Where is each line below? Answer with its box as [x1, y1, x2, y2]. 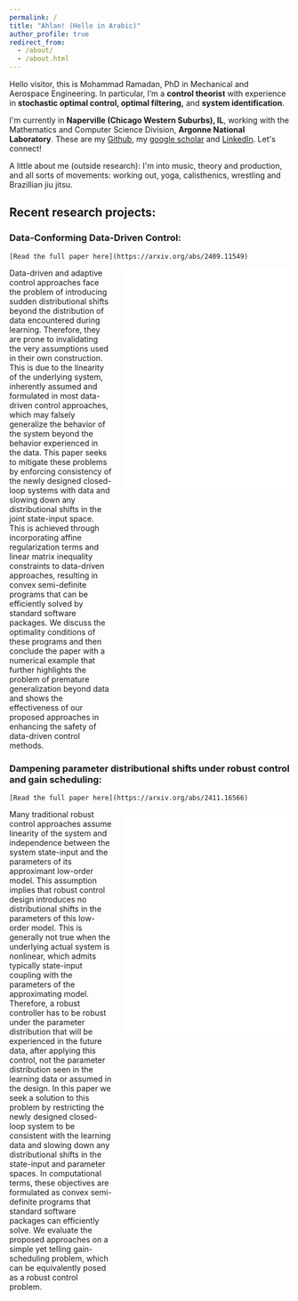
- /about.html [17, 54, 69, 63]
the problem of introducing [9, 286, 108, 297]
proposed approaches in [9, 711, 100, 722]
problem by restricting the [9, 1102, 105, 1112]
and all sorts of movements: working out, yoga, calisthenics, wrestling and [9, 170, 282, 181]
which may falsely [9, 409, 76, 420]
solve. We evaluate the [9, 1225, 93, 1235]
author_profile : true [9, 29, 90, 38]
